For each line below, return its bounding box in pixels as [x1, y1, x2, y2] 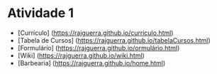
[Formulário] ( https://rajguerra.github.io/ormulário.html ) [17, 43, 180, 52]
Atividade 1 [7, 5, 74, 21]
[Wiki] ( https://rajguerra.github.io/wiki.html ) [17, 51, 145, 60]
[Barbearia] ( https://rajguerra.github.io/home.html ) [17, 58, 165, 67]
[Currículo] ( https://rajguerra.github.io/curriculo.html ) [17, 28, 174, 37]
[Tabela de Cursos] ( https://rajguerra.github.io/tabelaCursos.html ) [17, 36, 211, 44]
